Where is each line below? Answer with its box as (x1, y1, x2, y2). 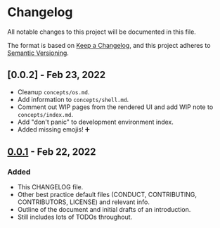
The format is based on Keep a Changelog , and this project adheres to (7, 41, 211, 49)
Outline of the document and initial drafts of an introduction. (17, 205, 191, 214)
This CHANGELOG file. (17, 183, 84, 191)
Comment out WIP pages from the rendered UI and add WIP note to (17, 103, 214, 111)
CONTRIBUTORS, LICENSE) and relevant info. (17, 198, 150, 206)
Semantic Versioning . (7, 49, 69, 57)
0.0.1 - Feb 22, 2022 (7, 146, 96, 158)
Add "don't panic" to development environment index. (17, 118, 174, 126)
